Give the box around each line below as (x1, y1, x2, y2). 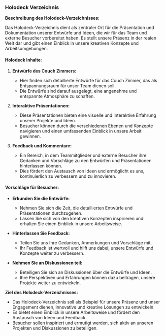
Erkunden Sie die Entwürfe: (12, 195, 70, 201)
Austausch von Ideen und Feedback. (12, 314, 87, 320)
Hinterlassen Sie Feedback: (12, 230, 70, 236)
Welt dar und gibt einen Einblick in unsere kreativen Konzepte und (5, 40, 139, 46)
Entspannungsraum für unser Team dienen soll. (19, 83, 116, 89)
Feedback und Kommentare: (12, 142, 72, 149)
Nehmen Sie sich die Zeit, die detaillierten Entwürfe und (19, 205, 133, 211)
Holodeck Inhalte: (5, 57, 42, 63)
